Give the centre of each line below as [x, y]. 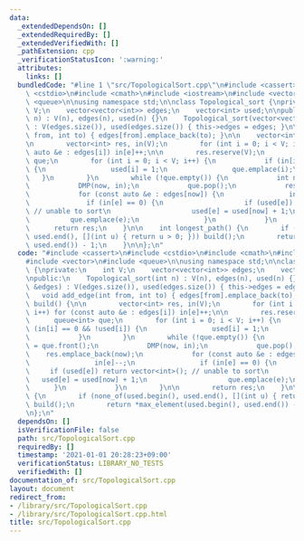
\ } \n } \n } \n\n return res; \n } [155, 388]
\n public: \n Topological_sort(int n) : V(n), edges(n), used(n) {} [161, 279]
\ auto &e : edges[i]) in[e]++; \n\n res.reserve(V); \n [145, 152]
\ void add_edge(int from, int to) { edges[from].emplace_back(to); [161, 295]
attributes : [40, 69]
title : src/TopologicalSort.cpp [70, 522]
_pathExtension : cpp [56, 52]
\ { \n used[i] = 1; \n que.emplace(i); [160, 169]
